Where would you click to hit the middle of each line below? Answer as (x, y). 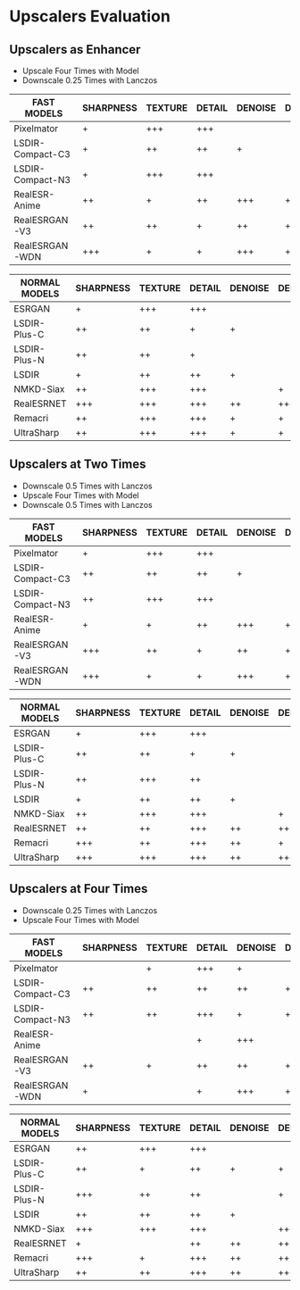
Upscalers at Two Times (78, 465)
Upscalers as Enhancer (75, 50)
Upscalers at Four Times (79, 889)
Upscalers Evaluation (90, 17)
